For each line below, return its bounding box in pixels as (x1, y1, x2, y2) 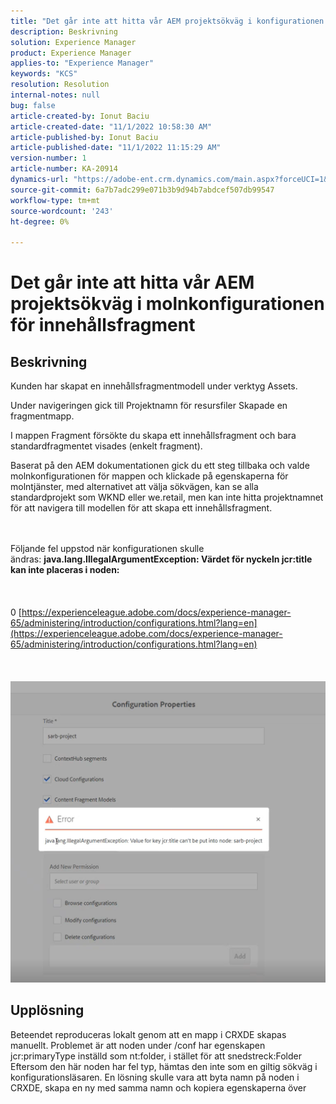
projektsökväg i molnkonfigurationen (10, 293, 325, 315)
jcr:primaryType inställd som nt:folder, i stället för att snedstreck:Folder (10, 1050, 302, 1062)
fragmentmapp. (10, 410, 75, 422)
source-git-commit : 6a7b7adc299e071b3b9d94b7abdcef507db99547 (10, 185, 275, 195)
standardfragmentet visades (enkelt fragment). (10, 440, 203, 452)
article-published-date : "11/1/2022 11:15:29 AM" (10, 143, 222, 153)
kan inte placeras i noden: (10, 564, 120, 576)
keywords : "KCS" (10, 69, 78, 79)
